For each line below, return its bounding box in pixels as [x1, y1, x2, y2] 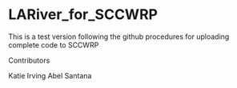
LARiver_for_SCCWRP [8, 6, 159, 24]
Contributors [8, 55, 50, 65]
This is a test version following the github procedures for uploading [8, 32, 230, 41]
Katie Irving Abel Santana [8, 71, 92, 80]
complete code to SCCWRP [8, 40, 99, 49]
